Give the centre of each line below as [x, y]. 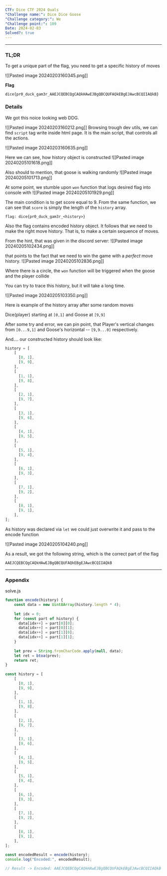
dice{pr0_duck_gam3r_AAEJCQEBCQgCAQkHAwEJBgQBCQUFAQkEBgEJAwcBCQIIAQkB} [82, 94]
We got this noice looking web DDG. [42, 118]
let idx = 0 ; [28, 614]
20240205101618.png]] [29, 162]
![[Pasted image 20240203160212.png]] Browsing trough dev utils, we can [82, 127]
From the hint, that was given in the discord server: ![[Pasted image [74, 241]
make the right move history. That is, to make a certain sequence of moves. [82, 231]
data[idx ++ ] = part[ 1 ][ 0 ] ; [46, 633]
